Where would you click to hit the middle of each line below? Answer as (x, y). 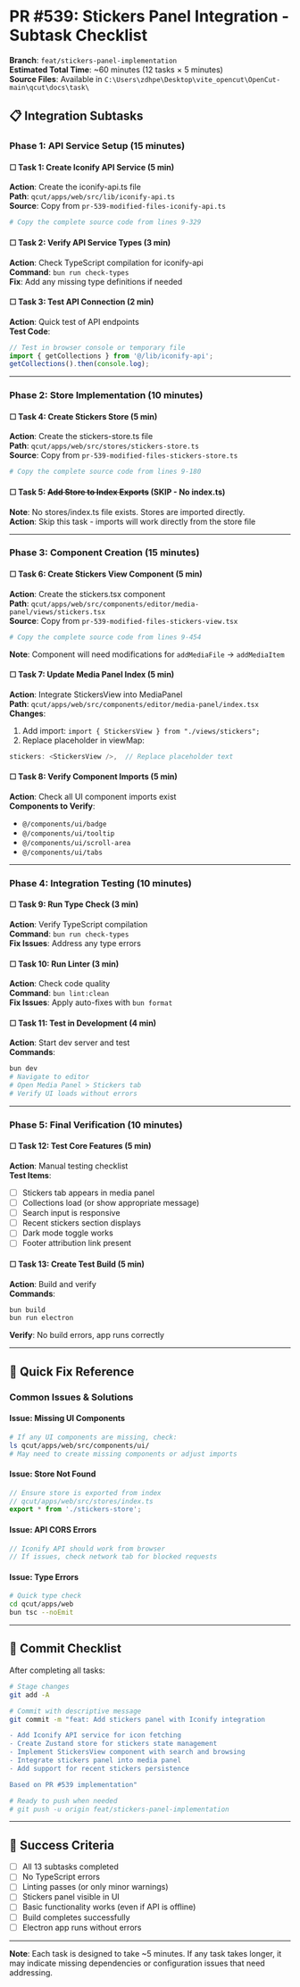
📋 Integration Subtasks (76, 116)
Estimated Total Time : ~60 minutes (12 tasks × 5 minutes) (116, 70)
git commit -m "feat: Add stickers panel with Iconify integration (137, 1719)
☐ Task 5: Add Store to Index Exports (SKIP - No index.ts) (117, 492)
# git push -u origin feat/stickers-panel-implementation (119, 1809)
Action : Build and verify (53, 1284)
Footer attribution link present (77, 1243)
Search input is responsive (71, 1213)
